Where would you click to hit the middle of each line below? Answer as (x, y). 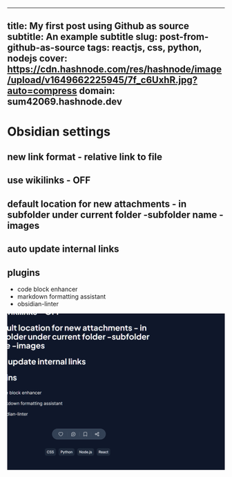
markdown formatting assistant (61, 296)
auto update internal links (63, 249)
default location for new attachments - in (97, 204)
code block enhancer (47, 289)
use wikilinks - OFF (49, 180)
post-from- (184, 37)
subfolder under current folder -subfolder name (112, 215)
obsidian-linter (38, 303)
